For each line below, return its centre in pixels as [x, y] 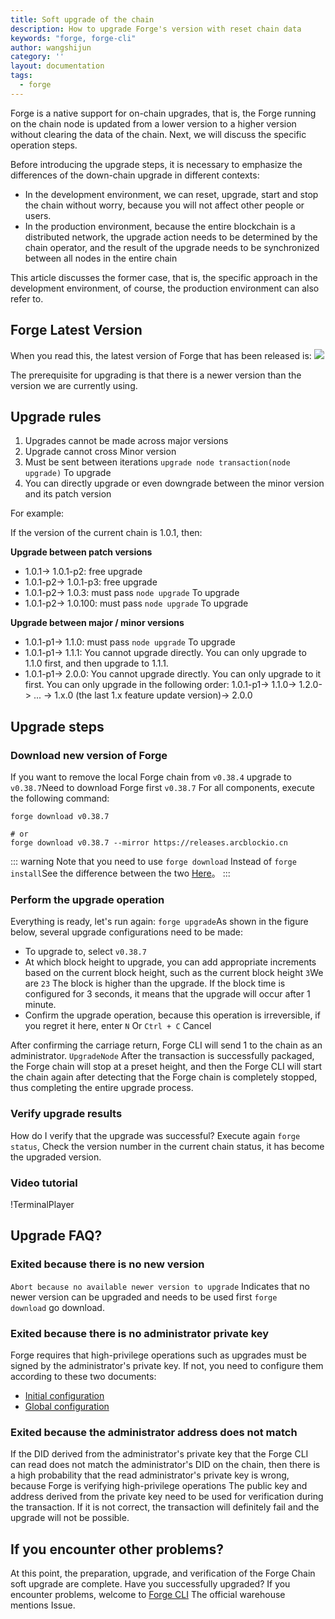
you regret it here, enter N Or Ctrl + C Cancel [118, 1026]
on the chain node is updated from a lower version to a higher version [153, 123]
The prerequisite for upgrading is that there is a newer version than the [156, 375]
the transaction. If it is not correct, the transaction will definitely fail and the [165, 1507]
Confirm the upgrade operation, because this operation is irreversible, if [172, 1015]
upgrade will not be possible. [70, 1518]
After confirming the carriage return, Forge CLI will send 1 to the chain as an [166, 1045]
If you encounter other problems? [117, 1549]
